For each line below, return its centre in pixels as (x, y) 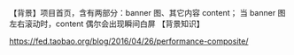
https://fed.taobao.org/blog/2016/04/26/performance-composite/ (129, 41)
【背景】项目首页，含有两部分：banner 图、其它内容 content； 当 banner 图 (147, 13)
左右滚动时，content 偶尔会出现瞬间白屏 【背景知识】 (107, 24)
